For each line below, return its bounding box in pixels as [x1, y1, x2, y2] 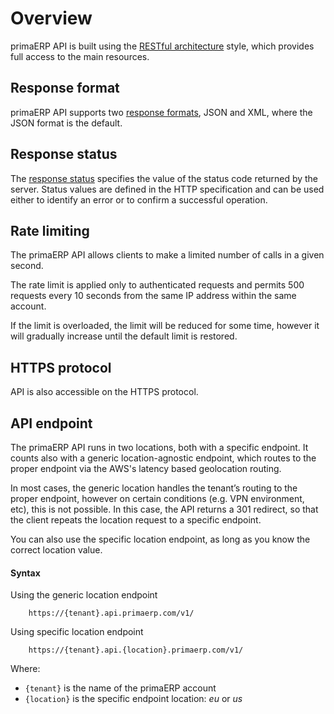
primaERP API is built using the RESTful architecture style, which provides [10, 40, 315, 52]
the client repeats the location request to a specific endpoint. [10, 514, 262, 526]
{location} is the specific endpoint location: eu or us [24, 693, 243, 705]
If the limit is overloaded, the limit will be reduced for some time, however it [10, 320, 320, 332]
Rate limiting [10, 222, 90, 239]
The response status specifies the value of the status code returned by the [10, 172, 319, 184]
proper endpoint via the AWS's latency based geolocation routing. [10, 463, 282, 474]
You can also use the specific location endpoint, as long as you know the [10, 533, 311, 545]
